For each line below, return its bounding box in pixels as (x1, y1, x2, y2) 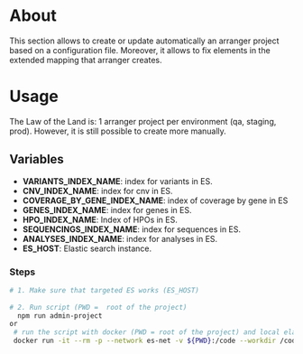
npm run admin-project (17, 311, 103, 321)
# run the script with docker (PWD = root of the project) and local (13, 328, 280, 337)
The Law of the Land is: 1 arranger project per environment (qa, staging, (9, 116, 277, 126)
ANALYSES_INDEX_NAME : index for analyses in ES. (22, 233, 218, 244)
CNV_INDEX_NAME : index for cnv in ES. (22, 185, 173, 196)
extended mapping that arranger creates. (9, 54, 162, 65)
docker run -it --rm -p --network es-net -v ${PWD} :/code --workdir (13, 336, 277, 346)
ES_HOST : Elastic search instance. (22, 243, 152, 254)
